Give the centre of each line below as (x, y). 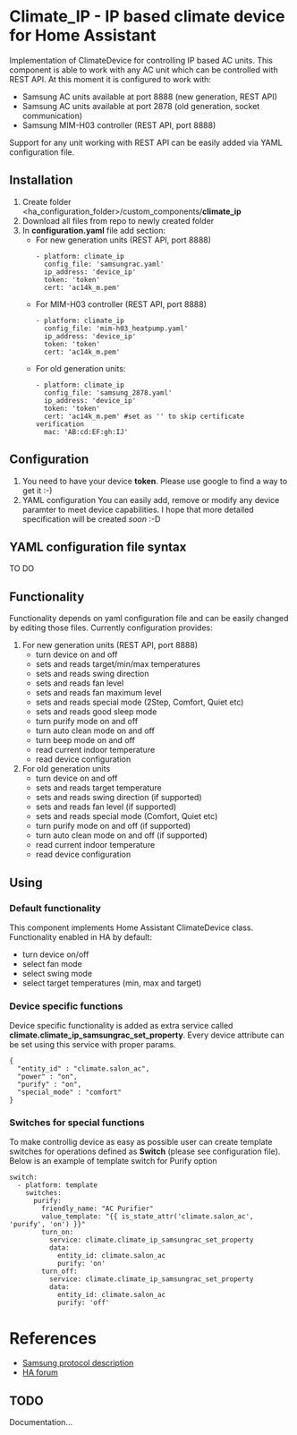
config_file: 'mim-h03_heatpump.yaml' (116, 329)
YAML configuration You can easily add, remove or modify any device (151, 500)
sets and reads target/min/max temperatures (118, 664)
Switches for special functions (77, 1123)
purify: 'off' (83, 1303)
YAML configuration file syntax (98, 547)
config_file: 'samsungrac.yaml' (104, 264)
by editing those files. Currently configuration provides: (111, 628)
